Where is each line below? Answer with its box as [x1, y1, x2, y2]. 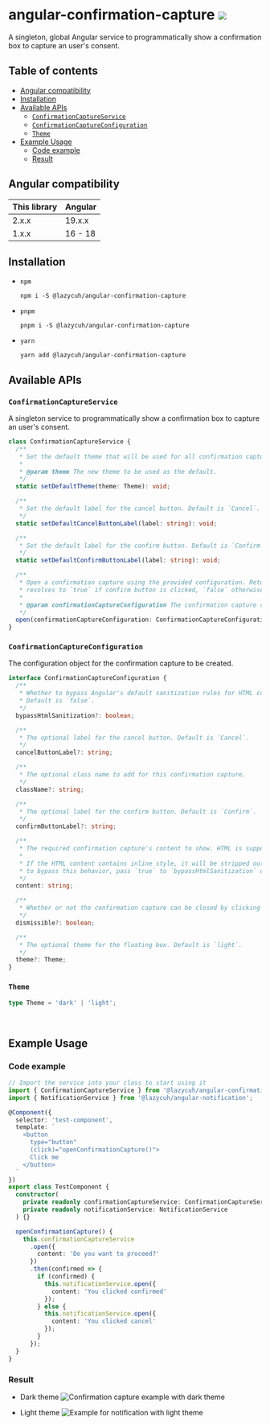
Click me [29, 1153, 59, 1161]
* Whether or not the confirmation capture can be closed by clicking [18, 904, 261, 912]
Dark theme [19, 1392, 59, 1402]
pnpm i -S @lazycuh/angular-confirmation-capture [19, 322, 190, 330]
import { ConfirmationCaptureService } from [8, 1086, 160, 1094]
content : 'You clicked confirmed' [51, 1287, 167, 1295]
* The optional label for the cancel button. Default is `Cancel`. [18, 734, 250, 742]
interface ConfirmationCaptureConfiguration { [8, 674, 167, 682]
